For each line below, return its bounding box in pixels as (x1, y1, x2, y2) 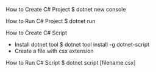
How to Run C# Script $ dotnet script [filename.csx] (5, 59, 136, 66)
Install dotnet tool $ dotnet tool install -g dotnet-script (14, 41, 150, 48)
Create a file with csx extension (14, 47, 94, 54)
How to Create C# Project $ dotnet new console (5, 6, 126, 13)
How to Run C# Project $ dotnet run (5, 18, 96, 24)
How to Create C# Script (5, 29, 68, 36)
